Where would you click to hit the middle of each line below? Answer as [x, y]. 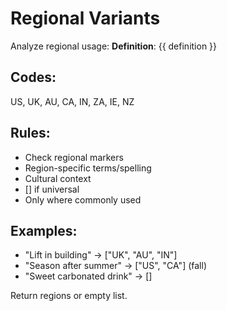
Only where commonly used [83, 199]
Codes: [33, 77]
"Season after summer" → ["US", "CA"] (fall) [115, 266]
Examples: [44, 230]
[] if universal [52, 189]
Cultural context [58, 178]
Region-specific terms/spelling [88, 168]
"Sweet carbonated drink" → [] [88, 276]
